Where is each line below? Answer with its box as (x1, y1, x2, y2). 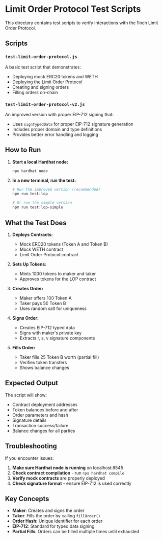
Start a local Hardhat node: (12, 159, 69, 165)
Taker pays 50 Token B (19, 300, 66, 306)
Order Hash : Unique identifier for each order (12, 518, 103, 524)
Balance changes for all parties (12, 428, 75, 434)
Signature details (12, 417, 47, 423)
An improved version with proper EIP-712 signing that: (5, 111, 114, 117)
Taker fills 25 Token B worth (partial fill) (19, 354, 99, 360)
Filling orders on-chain (12, 89, 58, 95)
